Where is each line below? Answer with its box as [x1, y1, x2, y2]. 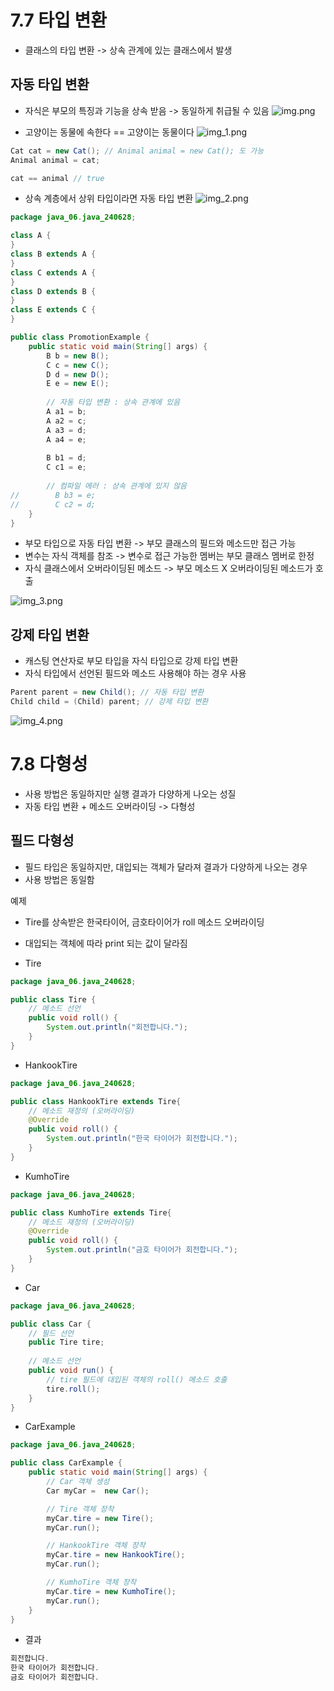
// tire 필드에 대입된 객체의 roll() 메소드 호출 [46, 1374, 228, 1385]
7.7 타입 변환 [10, 9, 108, 32]
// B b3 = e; [10, 490, 97, 500]
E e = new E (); [46, 379, 110, 389]
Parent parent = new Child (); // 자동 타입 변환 [10, 687, 205, 698]
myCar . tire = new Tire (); [46, 1513, 155, 1523]
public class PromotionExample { [10, 332, 150, 342]
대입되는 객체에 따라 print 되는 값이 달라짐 [24, 937, 188, 949]
